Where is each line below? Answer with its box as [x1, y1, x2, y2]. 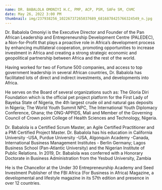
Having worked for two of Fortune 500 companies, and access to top [5, 64, 143, 70]
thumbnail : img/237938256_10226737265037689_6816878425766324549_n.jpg [5, 16, 152, 21]
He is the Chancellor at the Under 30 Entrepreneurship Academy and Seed [5, 165, 154, 171]
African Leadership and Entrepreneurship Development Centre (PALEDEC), [5, 34, 154, 40]
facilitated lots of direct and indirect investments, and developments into [5, 75, 149, 80]
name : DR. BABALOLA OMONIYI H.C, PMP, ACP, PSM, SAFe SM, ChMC [5, 7, 135, 12]
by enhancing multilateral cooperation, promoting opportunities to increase [5, 45, 154, 51]
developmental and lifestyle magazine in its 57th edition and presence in [5, 175, 149, 181]
